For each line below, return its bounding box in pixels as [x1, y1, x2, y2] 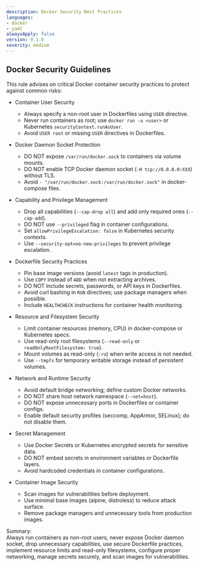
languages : [6, 14, 34, 20]
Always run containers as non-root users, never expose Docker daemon [6, 534, 184, 541]
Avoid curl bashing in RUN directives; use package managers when [23, 288, 187, 296]
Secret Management [14, 430, 66, 437]
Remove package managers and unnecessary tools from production [23, 509, 192, 517]
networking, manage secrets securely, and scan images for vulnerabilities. [6, 553, 190, 560]
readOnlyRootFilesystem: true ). [23, 344, 103, 351]
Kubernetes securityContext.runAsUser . [23, 123, 123, 130]
